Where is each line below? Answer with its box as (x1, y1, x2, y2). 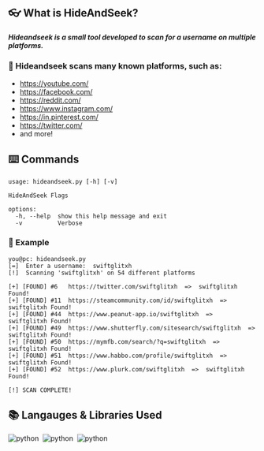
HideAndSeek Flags (8, 192, 69, 199)
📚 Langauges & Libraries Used (8, 408, 163, 422)
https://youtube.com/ (19, 78, 89, 88)
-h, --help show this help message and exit (15, 212, 168, 220)
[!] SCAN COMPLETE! (8, 386, 73, 394)
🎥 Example (8, 237, 50, 248)
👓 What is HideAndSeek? (8, 6, 139, 20)
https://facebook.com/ (19, 87, 93, 96)
